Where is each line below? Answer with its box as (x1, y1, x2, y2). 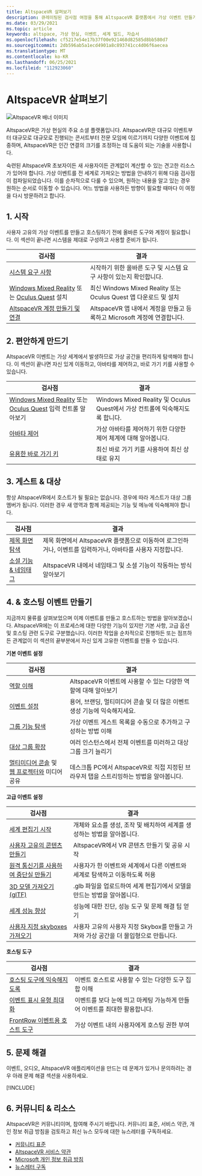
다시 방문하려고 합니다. (12, 192, 66, 200)
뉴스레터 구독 (14, 1163, 46, 1171)
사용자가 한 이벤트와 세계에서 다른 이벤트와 (73, 861, 187, 870)
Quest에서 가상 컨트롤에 (96, 404, 161, 413)
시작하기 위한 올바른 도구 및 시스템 (90, 263, 182, 272)
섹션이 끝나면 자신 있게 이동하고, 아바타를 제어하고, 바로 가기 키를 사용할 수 (20, 360, 195, 368)
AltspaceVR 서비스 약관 (14, 1148, 71, 1156)
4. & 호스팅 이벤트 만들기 (6, 597, 92, 608)
